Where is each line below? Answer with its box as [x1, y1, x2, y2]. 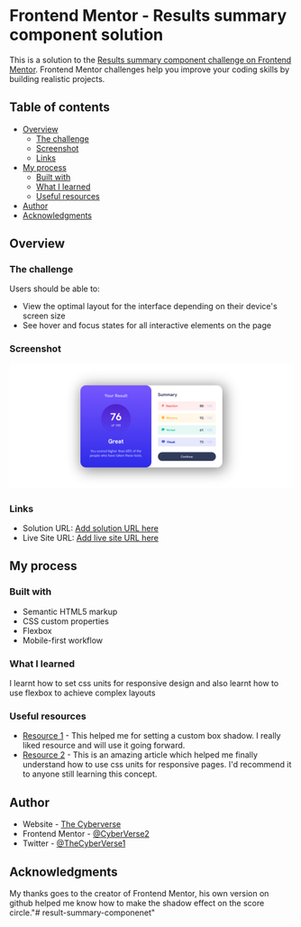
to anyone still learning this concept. [22, 768, 158, 780]
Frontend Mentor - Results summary [9, 5, 287, 26]
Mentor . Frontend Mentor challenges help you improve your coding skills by [9, 64, 290, 75]
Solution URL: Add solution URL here [22, 523, 160, 534]
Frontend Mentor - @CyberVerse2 [22, 829, 150, 840]
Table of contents [9, 100, 110, 115]
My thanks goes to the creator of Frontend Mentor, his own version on [9, 887, 269, 898]
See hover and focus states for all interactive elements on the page [22, 320, 272, 331]
